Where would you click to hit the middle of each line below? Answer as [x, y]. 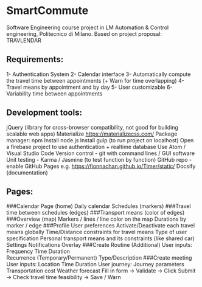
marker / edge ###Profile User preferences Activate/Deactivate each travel [101, 226]
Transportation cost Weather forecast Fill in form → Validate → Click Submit [101, 271]
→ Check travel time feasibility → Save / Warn [64, 277]
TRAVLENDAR [24, 40]
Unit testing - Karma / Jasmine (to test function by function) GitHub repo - [99, 159]
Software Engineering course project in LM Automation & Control [88, 27]
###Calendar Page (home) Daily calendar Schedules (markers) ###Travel [99, 206]
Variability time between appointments [54, 93]
